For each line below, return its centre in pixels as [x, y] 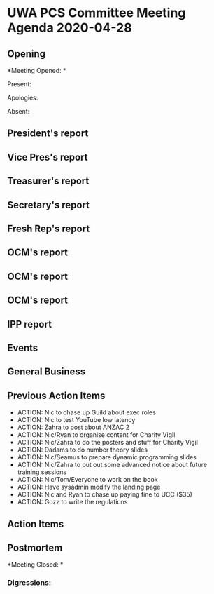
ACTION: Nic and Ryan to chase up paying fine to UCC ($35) [105, 494]
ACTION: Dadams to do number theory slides [83, 450]
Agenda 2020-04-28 [70, 28]
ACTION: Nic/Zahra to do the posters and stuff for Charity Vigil [107, 443]
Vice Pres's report [48, 157]
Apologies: [23, 97]
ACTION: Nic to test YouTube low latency [76, 420]
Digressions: [29, 583]
